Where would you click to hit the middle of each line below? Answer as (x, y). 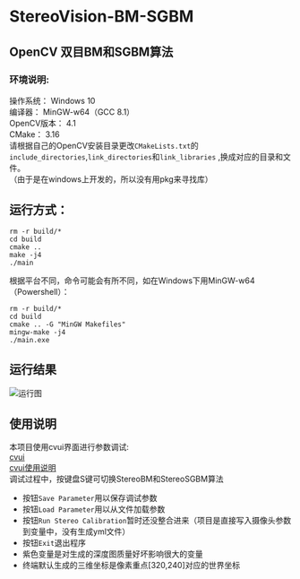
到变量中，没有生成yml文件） (76, 531)
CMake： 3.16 (34, 134)
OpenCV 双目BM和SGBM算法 (91, 52)
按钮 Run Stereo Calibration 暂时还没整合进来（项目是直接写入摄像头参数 (157, 521)
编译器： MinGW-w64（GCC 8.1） (72, 112)
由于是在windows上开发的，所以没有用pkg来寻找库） (115, 179)
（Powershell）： (39, 291)
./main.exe (30, 340)
